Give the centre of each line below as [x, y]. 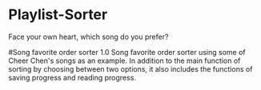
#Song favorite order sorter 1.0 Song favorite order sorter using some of [127, 52]
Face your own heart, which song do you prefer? [88, 37]
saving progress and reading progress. [72, 77]
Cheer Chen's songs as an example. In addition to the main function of [124, 61]
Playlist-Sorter [58, 15]
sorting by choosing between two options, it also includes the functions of [130, 68]
